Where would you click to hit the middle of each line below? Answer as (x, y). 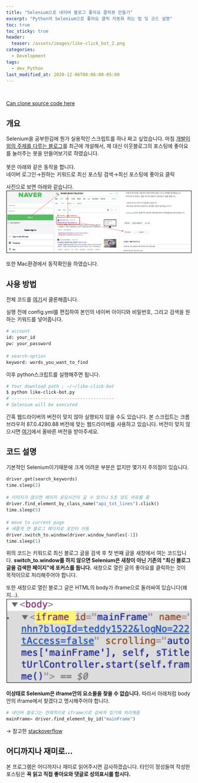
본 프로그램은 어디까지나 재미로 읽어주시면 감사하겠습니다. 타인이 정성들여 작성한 (98, 767)
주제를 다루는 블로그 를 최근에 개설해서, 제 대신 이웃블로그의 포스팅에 (95, 146)
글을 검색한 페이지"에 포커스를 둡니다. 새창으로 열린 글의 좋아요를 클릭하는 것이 (96, 568)
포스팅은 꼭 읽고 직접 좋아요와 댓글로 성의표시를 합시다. (68, 774)
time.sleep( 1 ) (24, 541)
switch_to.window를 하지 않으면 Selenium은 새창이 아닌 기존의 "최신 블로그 (102, 560)
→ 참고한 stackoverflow (34, 731)
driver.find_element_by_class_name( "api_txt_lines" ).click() (83, 504)
